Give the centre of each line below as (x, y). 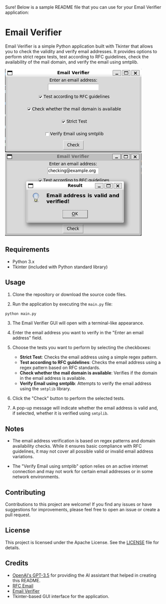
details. (13, 547)
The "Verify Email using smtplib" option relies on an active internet (80, 466)
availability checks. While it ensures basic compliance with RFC (77, 446)
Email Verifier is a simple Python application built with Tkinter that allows (79, 46)
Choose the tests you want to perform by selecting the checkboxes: (82, 348)
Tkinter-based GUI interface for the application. (61, 596)
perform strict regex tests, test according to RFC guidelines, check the (77, 57)
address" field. (27, 338)
